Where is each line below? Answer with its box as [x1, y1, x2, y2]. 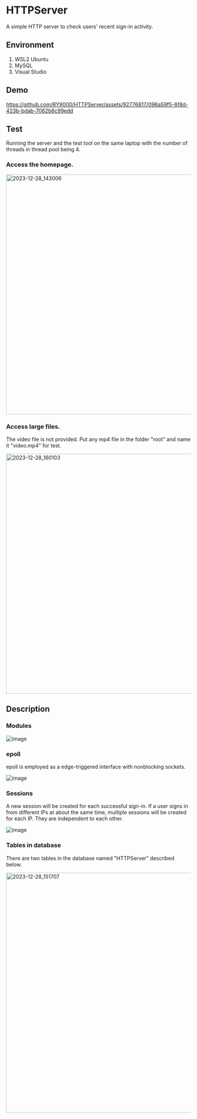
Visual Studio [14, 68, 47, 75]
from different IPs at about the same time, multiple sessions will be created [6, 809, 186, 816]
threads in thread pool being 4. [6, 146, 81, 153]
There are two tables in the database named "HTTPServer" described [6, 854, 175, 861]
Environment [6, 40, 55, 50]
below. [6, 861, 22, 868]
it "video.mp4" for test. [6, 442, 62, 449]
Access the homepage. [6, 161, 74, 169]
